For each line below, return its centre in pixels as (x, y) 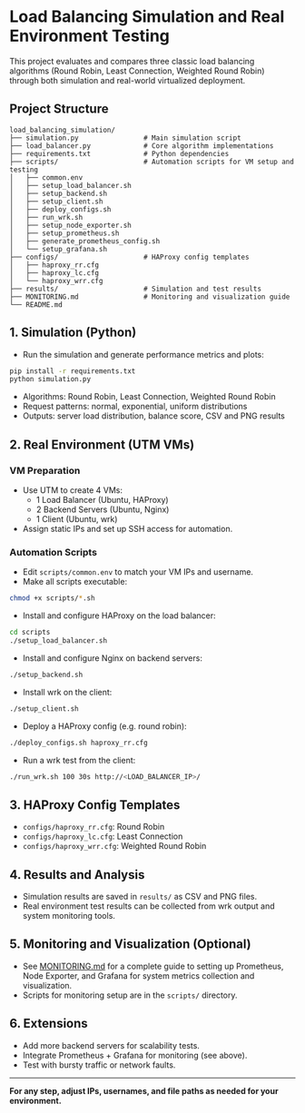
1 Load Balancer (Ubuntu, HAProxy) (103, 500)
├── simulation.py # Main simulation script (126, 138)
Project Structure (59, 109)
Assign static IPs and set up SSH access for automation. (128, 529)
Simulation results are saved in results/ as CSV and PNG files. (139, 897)
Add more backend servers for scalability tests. (111, 1045)
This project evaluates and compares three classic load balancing (132, 61)
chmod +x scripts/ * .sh (52, 598)
